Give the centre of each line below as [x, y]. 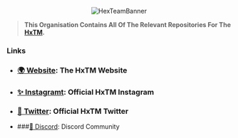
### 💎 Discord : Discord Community [68, 127]
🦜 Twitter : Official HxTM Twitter [73, 111]
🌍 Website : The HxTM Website [72, 70]
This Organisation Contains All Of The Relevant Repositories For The [127, 25]
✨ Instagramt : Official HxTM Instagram [86, 92]
